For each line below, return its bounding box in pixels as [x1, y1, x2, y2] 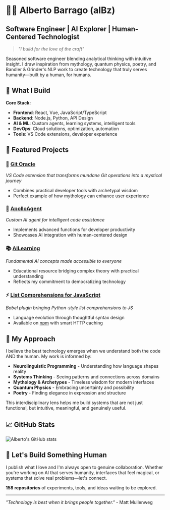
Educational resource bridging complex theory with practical [13, 268, 139, 274]
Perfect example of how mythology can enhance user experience [13, 193, 149, 199]
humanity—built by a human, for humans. [6, 72, 91, 78]
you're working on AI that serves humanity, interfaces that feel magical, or [6, 469, 160, 476]
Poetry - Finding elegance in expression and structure [13, 390, 126, 396]
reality [13, 368, 27, 375]
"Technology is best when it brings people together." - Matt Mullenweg [6, 499, 153, 505]
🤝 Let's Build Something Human [6, 451, 107, 460]
